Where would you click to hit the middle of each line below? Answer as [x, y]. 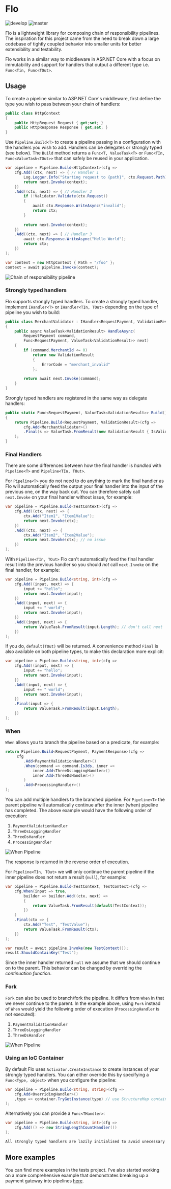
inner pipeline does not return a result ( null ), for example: [66, 877]
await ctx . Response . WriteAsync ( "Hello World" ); [75, 239]
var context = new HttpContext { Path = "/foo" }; [60, 262]
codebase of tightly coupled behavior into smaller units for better [73, 43]
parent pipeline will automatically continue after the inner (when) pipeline [82, 805]
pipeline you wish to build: [33, 312]
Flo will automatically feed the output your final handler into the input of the [84, 486]
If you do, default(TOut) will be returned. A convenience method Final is [82, 646]
